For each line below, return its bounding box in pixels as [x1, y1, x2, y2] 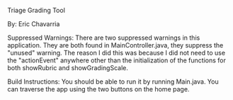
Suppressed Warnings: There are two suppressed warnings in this [7, 33, 200, 42]
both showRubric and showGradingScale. [7, 64, 129, 72]
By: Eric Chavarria [7, 20, 60, 28]
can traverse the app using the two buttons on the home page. [7, 85, 190, 93]
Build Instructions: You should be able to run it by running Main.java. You [7, 77, 219, 86]
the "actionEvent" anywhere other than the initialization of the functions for [7, 56, 227, 65]
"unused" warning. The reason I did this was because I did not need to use [7, 49, 225, 57]
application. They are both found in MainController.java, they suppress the [7, 41, 224, 49]
